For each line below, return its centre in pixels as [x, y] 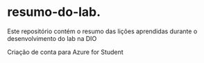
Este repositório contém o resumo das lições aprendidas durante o [102, 31]
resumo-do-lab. [54, 12]
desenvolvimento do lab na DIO [52, 38]
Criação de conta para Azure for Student [65, 52]
